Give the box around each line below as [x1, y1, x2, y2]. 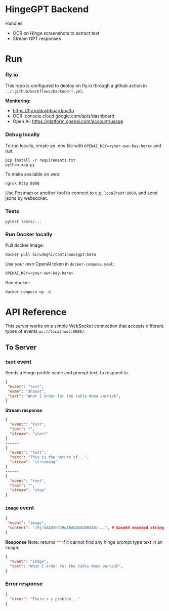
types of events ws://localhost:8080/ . [5, 328, 86, 334]
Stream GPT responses [12, 35, 61, 41]
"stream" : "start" [10, 431, 49, 436]
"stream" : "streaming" [10, 459, 58, 465]
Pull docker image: [5, 242, 44, 248]
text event [5, 358, 32, 365]
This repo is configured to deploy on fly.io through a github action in [5, 82, 147, 89]
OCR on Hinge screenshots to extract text [12, 30, 100, 36]
